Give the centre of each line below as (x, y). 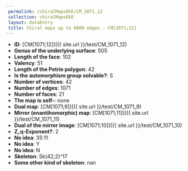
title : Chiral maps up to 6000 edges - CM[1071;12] (72, 28)
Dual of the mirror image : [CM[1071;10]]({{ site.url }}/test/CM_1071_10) (98, 125)
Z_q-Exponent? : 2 (36, 132)
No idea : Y (27, 144)
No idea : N (27, 151)
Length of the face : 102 (42, 57)
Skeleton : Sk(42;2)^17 (41, 156)
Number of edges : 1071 (42, 88)
